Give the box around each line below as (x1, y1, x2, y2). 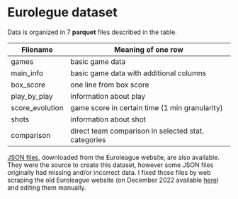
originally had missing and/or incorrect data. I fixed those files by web (7, 168, 211, 176)
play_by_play (11, 91, 53, 101)
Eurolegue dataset (7, 4, 118, 21)
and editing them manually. (7, 183, 86, 192)
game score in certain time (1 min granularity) (70, 102, 223, 112)
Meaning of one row (114, 44, 184, 54)
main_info (11, 68, 44, 78)
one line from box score (70, 80, 149, 90)
